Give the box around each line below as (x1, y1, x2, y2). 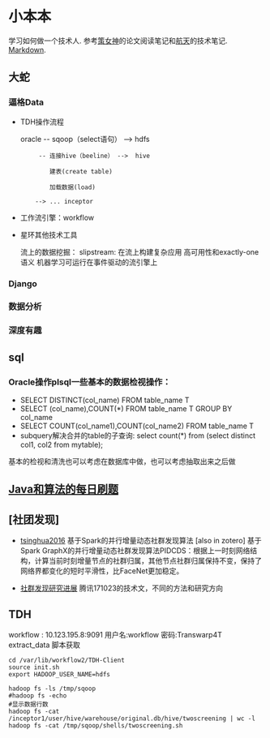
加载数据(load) (49, 183, 96, 191)
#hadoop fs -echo (8, 692, 67, 700)
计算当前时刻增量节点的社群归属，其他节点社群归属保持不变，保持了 (34, 556, 262, 566)
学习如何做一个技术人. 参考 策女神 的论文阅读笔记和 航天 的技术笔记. (8, 36, 229, 45)
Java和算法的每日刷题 (8, 483, 119, 496)
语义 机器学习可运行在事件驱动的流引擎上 (19, 257, 158, 267)
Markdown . (8, 45, 46, 54)
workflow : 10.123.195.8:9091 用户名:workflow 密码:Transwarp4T (8, 630, 223, 640)
